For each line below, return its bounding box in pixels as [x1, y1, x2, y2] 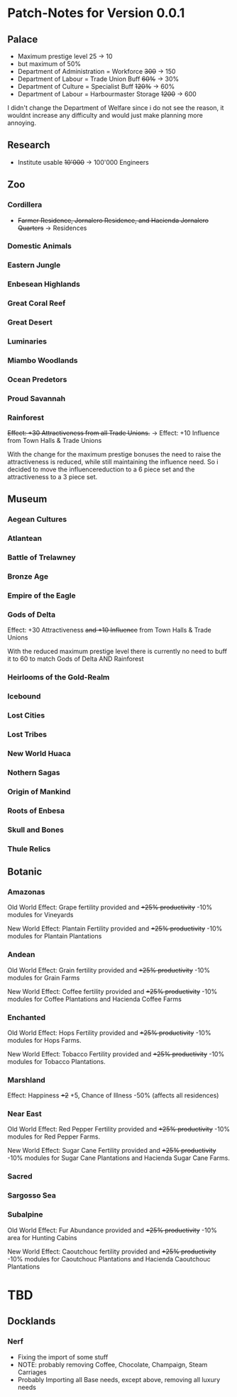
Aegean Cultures [7, 515, 67, 525]
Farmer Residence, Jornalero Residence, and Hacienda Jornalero [17, 216, 209, 224]
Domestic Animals [7, 241, 72, 251]
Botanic [7, 866, 43, 877]
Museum [7, 493, 48, 505]
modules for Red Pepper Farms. [7, 1132, 101, 1141]
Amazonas [7, 887, 45, 897]
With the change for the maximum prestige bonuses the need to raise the [7, 450, 221, 459]
